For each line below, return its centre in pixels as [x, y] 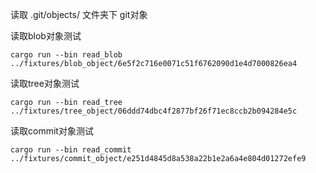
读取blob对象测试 [46, 36]
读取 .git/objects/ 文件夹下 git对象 [79, 14]
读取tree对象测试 [45, 83]
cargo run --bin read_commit [71, 150]
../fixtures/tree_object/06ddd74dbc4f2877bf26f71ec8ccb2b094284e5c [154, 111]
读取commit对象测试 [52, 131]
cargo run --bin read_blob [66, 55]
